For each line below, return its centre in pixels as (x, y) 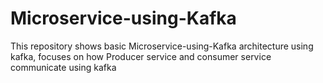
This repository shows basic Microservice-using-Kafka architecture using (162, 46)
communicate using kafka (63, 67)
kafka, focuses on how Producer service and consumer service (141, 56)
